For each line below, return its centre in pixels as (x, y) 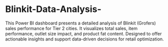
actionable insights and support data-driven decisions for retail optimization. (85, 39)
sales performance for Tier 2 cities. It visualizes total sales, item (71, 28)
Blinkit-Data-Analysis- (53, 9)
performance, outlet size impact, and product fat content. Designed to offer (83, 33)
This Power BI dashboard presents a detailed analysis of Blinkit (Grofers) (81, 23)
